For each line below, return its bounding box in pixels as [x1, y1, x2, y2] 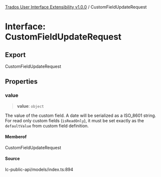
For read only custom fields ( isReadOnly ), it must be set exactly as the [5, 117, 144, 123]
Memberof [5, 134, 27, 140]
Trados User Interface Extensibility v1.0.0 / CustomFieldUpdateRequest [5, 4, 147, 10]
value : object [16, 103, 44, 109]
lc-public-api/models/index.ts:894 [5, 167, 74, 173]
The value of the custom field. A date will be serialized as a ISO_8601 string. [5, 113, 156, 118]
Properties [5, 78, 38, 86]
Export [5, 50, 26, 59]
